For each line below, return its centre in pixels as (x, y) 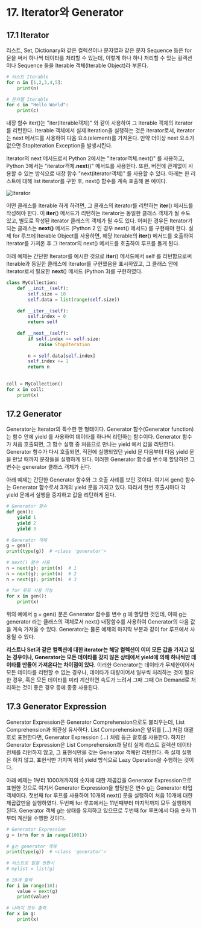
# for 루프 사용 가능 (30, 591)
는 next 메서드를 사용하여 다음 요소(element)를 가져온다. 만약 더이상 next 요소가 (100, 138)
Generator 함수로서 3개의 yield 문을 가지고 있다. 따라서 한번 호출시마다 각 (99, 488)
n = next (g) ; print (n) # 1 (42, 568)
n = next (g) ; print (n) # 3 (42, 579)
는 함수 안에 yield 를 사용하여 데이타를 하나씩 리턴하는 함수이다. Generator (94, 437)
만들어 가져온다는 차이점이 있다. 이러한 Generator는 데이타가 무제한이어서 (108, 665)
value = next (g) (38, 891)
